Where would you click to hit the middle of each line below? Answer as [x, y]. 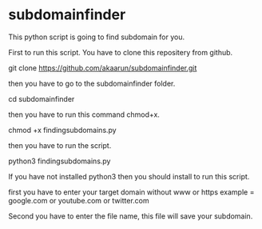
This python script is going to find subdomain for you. [97, 37]
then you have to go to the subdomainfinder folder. [92, 83]
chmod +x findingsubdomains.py [63, 130]
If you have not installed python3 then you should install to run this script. [129, 176]
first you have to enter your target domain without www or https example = [131, 192]
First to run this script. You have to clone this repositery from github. [121, 52]
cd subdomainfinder [42, 98]
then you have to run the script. [60, 145]
